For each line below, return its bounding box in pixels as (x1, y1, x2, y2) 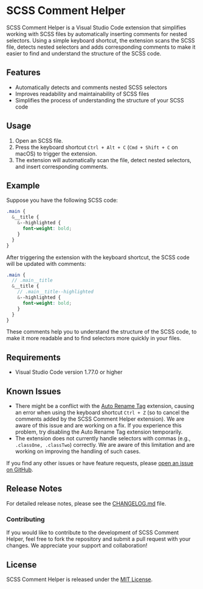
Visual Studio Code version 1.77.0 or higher (15, 368, 123, 376)
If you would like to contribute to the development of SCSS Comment (6, 529, 179, 537)
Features (6, 68, 41, 78)
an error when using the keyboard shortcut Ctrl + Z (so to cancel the (15, 409, 190, 416)
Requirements (6, 352, 61, 363)
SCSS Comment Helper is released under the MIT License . (6, 576, 153, 583)
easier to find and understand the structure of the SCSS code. (6, 49, 162, 57)
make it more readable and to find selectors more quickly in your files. (6, 335, 181, 342)
